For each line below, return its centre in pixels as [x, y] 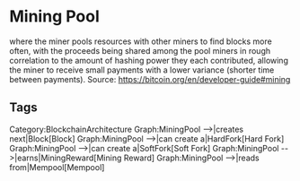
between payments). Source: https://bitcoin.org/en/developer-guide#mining [150, 79]
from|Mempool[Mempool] [57, 167]
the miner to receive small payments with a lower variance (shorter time [142, 70]
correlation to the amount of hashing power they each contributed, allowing [149, 60]
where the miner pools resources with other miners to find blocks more [141, 41]
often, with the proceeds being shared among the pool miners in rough [140, 50]
